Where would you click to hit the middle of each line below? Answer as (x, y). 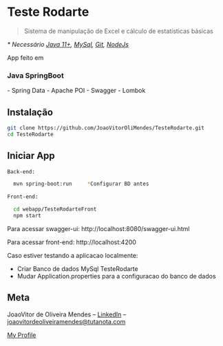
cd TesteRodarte (30, 134)
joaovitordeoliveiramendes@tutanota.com (66, 321)
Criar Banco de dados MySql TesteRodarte (78, 268)
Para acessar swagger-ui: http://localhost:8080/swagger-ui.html (99, 228)
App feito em (25, 57)
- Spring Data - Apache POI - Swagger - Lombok (76, 91)
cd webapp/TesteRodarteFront (55, 209)
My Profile (22, 335)
